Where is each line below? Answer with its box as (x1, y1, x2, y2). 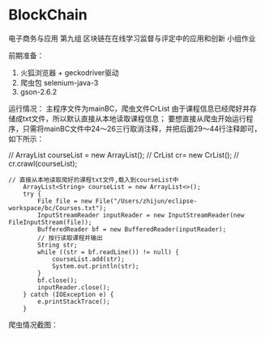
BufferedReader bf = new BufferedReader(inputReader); (37, 225, 227, 234)
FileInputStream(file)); (8, 218, 92, 226)
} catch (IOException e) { (23, 290, 114, 298)
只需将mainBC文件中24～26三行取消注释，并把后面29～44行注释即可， (22, 124, 262, 133)
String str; (37, 241, 79, 249)
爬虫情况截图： (8, 319, 58, 329)
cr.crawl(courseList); (8, 158, 78, 168)
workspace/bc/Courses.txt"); (8, 204, 107, 212)
